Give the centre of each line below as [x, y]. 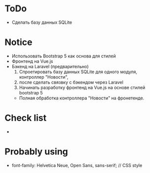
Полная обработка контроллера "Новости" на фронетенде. [82, 98]
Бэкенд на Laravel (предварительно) [50, 66]
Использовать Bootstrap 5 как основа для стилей [64, 56]
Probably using [37, 152]
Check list [26, 118]
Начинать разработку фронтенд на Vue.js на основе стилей [82, 87]
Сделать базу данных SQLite [42, 22]
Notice [19, 42]
